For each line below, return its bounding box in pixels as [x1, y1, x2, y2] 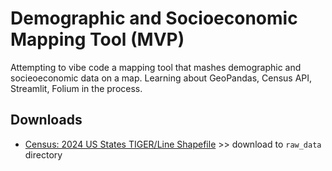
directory [24, 148, 63, 161]
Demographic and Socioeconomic [10, 7, 298, 30]
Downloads [10, 112, 83, 129]
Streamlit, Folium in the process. [10, 82, 143, 94]
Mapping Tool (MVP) [10, 28, 185, 51]
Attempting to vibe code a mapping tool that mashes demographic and [10, 61, 302, 73]
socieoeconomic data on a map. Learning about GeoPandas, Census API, [10, 72, 313, 84]
